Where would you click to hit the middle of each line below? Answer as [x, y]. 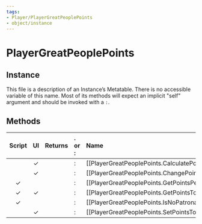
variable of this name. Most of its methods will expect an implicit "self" [93, 96]
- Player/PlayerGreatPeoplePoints [50, 17]
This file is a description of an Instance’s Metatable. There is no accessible [99, 89]
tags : [13, 12]
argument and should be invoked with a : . [58, 102]
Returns [57, 146]
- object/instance [29, 23]
